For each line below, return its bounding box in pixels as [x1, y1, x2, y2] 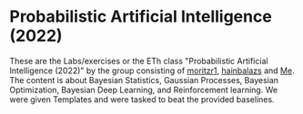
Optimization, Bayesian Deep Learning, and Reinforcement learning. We [9, 84, 278, 95]
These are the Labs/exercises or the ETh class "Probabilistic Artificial [9, 55, 268, 66]
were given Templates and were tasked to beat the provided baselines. [9, 93, 275, 105]
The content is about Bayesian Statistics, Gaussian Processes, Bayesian [9, 74, 279, 85]
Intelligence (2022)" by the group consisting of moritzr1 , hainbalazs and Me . [9, 65, 295, 76]
